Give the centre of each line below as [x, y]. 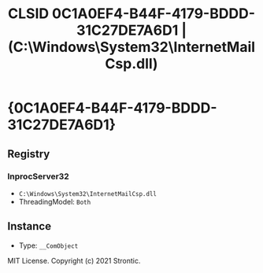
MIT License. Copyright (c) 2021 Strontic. [74, 260]
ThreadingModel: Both [55, 201]
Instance [30, 226]
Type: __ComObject [48, 245]
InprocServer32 [39, 176]
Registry [29, 154]
